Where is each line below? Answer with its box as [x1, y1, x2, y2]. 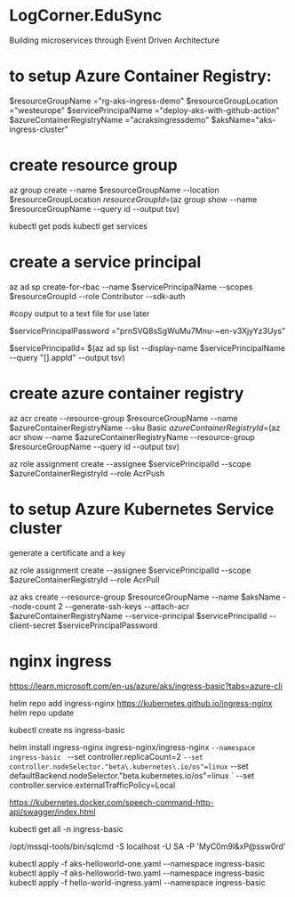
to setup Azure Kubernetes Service [9, 499, 275, 519]
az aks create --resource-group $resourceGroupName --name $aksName [9, 591, 281, 602]
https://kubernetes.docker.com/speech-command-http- [9, 796, 215, 807]
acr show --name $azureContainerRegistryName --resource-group [9, 431, 256, 442]
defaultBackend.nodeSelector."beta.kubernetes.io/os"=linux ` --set [9, 770, 255, 780]
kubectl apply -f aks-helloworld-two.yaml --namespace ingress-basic [9, 868, 265, 878]
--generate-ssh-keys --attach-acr [65, 600, 190, 611]
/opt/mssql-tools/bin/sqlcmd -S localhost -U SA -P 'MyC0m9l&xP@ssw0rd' [9, 841, 286, 852]
